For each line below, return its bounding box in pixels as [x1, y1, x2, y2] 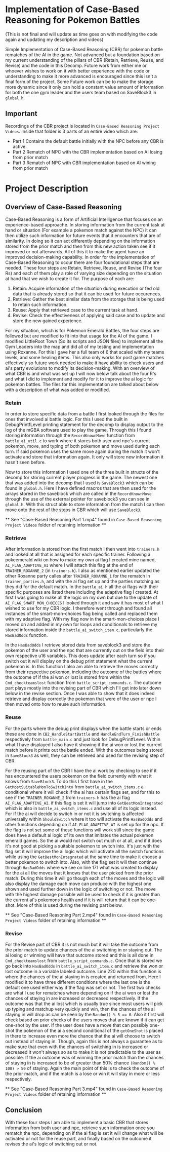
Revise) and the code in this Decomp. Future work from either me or [5, 62, 147, 68]
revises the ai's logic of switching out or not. [5, 1141, 98, 1147]
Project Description [5, 182, 89, 194]
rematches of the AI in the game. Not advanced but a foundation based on [5, 52, 160, 58]
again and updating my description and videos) [5, 36, 104, 43]
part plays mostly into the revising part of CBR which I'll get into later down [5, 685, 161, 691]
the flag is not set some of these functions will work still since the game [5, 827, 155, 833]
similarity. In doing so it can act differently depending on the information [5, 238, 155, 244]
